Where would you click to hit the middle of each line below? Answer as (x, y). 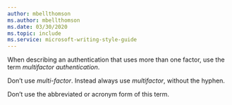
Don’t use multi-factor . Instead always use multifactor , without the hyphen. (116, 80)
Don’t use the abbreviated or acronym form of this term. (88, 94)
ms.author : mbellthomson (44, 20)
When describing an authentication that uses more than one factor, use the (116, 59)
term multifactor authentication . (54, 67)
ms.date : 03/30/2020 (38, 27)
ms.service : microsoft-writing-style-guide (72, 40)
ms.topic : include (34, 33)
